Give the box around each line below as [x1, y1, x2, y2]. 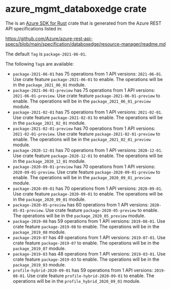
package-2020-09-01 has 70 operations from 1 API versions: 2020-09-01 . [12, 185, 163, 191]
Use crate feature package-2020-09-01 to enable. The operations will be [12, 190, 163, 197]
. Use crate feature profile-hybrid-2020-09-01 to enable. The [24, 273, 155, 279]
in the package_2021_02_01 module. [12, 120, 86, 126]
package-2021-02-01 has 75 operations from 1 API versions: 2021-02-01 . [12, 109, 163, 115]
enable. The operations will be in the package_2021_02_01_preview [12, 136, 151, 142]
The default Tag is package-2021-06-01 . [5, 51, 87, 57]
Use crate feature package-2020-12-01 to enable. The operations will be [12, 152, 163, 159]
